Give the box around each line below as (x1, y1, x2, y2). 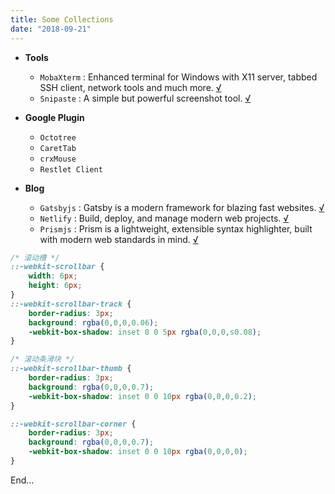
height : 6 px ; (28, 281, 83, 291)
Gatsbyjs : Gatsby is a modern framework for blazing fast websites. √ (39, 201, 325, 213)
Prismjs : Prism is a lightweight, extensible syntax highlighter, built (39, 222, 313, 235)
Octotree (39, 132, 77, 143)
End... (10, 474, 35, 486)
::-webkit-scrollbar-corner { (10, 419, 137, 429)
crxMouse (39, 154, 77, 164)
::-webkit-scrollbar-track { (10, 299, 132, 309)
